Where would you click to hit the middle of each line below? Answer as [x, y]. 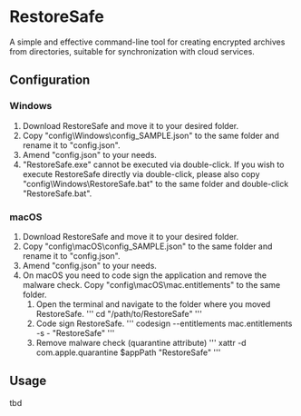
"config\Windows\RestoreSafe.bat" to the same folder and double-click [155, 183]
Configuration [50, 80]
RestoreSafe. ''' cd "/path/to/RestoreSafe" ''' [119, 313]
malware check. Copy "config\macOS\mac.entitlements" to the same [151, 284]
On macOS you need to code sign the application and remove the [145, 275]
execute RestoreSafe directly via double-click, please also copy [141, 173]
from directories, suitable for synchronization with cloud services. [132, 51]
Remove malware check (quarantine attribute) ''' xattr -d [141, 342]
